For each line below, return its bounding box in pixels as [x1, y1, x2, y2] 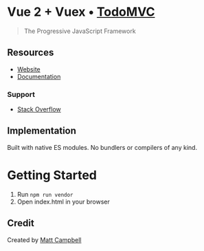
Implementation [7, 125, 77, 137]
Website [16, 65, 41, 73]
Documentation [16, 72, 61, 80]
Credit [7, 217, 34, 229]
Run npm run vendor [16, 190, 73, 198]
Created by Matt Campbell [7, 235, 82, 244]
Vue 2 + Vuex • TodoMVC [7, 4, 155, 20]
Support [7, 89, 36, 99]
